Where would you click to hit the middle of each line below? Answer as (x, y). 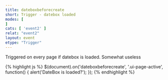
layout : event (20, 38)
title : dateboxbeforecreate (35, 10)
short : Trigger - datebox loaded (40, 15)
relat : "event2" (22, 33)
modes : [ (14, 19)
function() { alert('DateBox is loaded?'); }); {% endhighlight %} (70, 72)
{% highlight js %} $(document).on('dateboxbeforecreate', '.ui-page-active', (84, 66)
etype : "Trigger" (24, 43)
